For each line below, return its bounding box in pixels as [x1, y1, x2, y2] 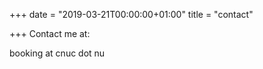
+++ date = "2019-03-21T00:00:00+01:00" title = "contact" [9, 9, 254, 20]
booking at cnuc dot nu [9, 47, 106, 59]
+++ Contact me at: [9, 28, 91, 39]
